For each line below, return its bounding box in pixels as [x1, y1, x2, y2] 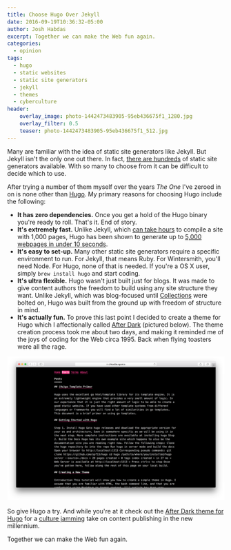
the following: [7, 197, 46, 205]
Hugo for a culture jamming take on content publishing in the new [7, 514, 193, 523]
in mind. [17, 305, 40, 314]
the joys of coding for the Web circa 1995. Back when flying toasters [17, 335, 212, 343]
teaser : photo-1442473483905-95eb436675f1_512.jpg [19, 128, 168, 134]
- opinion [13, 48, 41, 54]
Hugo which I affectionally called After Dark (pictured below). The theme [17, 320, 224, 329]
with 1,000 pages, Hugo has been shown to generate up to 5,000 [17, 232, 202, 241]
